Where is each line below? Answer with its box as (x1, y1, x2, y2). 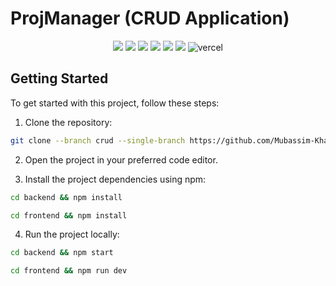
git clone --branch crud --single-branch (10, 135, 186, 146)
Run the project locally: (24, 228, 120, 241)
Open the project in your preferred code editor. (24, 153, 218, 166)
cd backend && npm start (10, 248, 114, 258)
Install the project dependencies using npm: (24, 173, 207, 185)
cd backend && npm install (10, 192, 123, 202)
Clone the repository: (24, 116, 113, 128)
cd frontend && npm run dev (10, 266, 128, 276)
